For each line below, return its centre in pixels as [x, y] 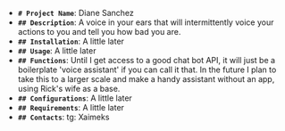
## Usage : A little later [57, 51]
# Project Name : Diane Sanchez [75, 13]
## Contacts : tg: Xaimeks [63, 117]
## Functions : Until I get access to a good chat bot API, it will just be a [146, 60]
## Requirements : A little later [71, 107]
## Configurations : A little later [75, 98]
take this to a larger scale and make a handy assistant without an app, [146, 79]
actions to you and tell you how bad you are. [99, 32]
